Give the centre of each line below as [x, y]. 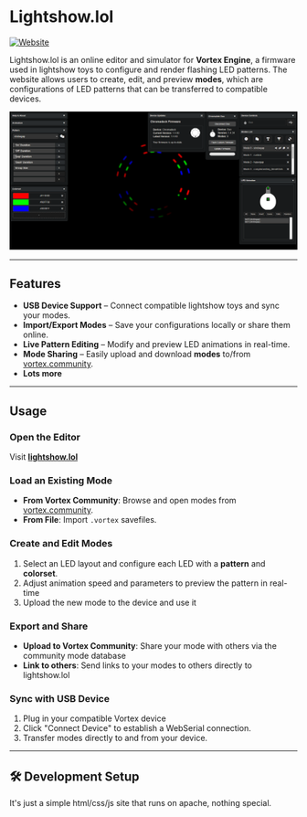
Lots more [42, 374]
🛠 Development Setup [74, 776]
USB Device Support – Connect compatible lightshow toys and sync [151, 306]
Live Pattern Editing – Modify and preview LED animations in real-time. [156, 345]
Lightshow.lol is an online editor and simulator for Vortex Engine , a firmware [153, 59]
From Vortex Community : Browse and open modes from [129, 501]
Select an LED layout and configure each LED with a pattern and [144, 563]
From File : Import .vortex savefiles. [90, 520]
